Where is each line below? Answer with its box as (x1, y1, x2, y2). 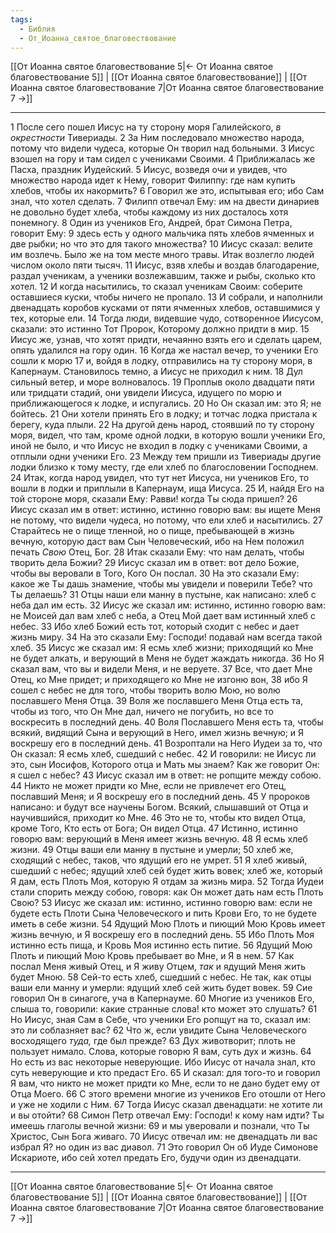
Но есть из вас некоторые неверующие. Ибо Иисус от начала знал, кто (10, 1056, 316, 1068)
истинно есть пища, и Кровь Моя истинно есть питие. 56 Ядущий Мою (10, 939, 313, 951)
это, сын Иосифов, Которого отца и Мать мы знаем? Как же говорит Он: (10, 759, 320, 771)
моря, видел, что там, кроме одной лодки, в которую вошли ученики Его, (10, 429, 326, 441)
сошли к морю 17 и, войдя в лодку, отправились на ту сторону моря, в (10, 355, 313, 367)
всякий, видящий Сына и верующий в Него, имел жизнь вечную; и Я (10, 727, 305, 739)
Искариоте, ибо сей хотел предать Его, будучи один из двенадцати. (10, 1152, 302, 1164)
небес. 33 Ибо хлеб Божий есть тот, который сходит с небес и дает (10, 621, 300, 633)
